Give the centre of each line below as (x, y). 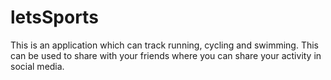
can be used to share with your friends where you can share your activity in (166, 55)
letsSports (54, 17)
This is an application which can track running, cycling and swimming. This (164, 45)
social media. (37, 66)
